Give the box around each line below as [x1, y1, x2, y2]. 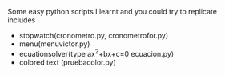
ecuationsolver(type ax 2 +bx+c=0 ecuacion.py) [18, 48, 174, 58]
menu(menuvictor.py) [18, 39, 90, 49]
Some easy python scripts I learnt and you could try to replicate [7, 7, 218, 16]
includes [7, 15, 36, 25]
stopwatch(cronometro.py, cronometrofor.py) [18, 31, 169, 40]
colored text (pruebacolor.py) [18, 57, 117, 67]
